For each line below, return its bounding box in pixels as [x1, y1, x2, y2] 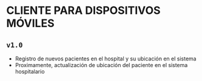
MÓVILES [6, 16, 55, 30]
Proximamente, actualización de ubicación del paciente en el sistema [15, 62, 188, 68]
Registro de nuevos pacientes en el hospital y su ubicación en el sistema [15, 55, 197, 62]
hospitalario [15, 68, 45, 75]
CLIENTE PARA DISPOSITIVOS [6, 4, 161, 18]
